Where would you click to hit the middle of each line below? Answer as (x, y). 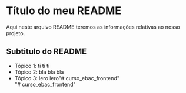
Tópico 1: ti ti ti (32, 66)
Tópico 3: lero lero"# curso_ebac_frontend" (67, 78)
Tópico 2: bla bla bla (39, 72)
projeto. (16, 33)
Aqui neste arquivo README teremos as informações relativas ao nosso (93, 27)
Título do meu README (64, 11)
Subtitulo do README (46, 52)
